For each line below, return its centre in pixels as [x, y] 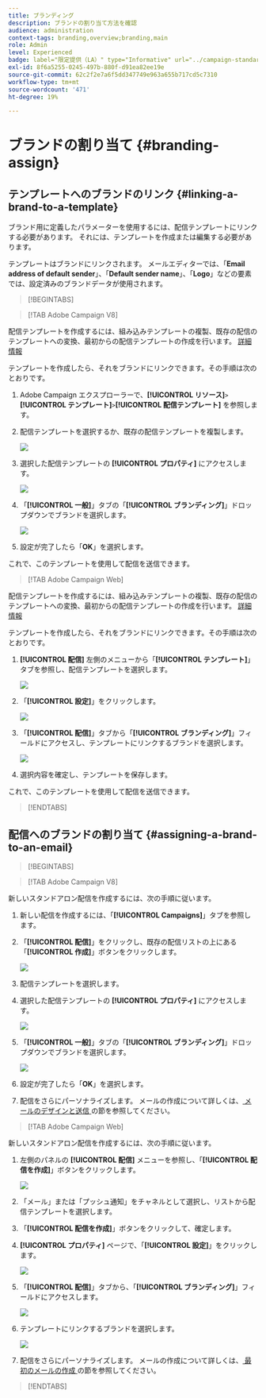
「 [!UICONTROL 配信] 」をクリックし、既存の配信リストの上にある [128, 942]
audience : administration [51, 30]
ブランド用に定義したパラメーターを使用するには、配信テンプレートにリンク [133, 227]
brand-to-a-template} [63, 207]
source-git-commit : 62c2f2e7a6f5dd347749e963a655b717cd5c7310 [113, 75]
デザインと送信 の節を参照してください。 [107, 1111]
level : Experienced [40, 52]
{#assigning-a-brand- [201, 834]
